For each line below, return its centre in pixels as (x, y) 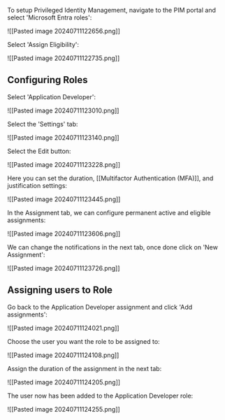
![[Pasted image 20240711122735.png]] (64, 58)
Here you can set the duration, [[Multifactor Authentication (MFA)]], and (110, 178)
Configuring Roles (48, 80)
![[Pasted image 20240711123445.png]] (64, 199)
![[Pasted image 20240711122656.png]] (64, 31)
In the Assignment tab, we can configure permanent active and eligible (109, 212)
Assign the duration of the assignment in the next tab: (85, 368)
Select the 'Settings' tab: (43, 124)
